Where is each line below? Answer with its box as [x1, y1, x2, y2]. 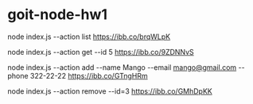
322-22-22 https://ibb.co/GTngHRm [29, 71, 148, 80]
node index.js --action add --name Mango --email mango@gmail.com [7, 62, 237, 72]
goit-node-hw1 [7, 6, 108, 24]
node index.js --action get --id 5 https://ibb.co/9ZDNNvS [7, 47, 194, 56]
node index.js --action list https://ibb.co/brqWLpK [7, 32, 171, 41]
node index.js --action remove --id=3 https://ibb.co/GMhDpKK [7, 86, 212, 96]
